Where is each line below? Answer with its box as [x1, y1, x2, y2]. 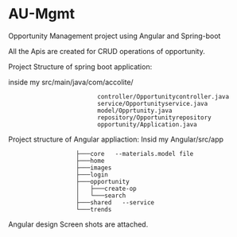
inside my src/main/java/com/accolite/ [8, 77, 134, 87]
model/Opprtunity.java [96, 107, 173, 115]
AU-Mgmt [8, 5, 76, 23]
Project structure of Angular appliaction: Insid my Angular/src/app [8, 134, 224, 144]
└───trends [76, 205, 112, 213]
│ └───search [76, 192, 126, 200]
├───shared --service [76, 198, 155, 207]
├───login [76, 170, 109, 179]
